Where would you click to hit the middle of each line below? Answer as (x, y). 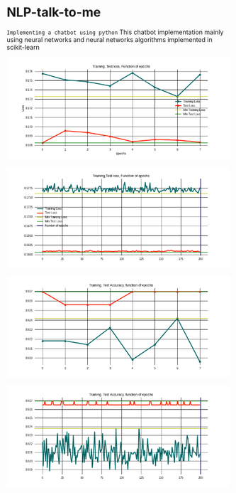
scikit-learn (23, 47)
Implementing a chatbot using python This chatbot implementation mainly (115, 32)
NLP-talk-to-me (54, 12)
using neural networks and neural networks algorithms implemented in (110, 39)
